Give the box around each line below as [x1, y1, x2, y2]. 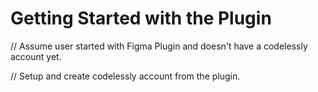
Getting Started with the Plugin [10, 7, 272, 30]
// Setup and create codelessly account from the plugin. [10, 70, 241, 82]
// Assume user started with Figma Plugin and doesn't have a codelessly [10, 40, 308, 52]
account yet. [10, 50, 62, 62]
